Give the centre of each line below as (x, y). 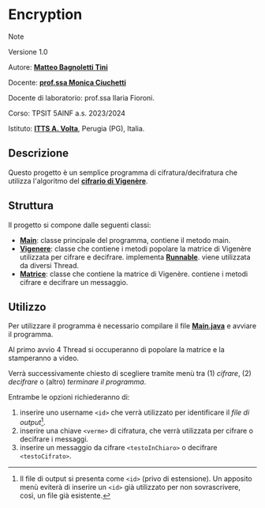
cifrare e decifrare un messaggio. (74, 282)
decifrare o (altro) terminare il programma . (77, 382)
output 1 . (32, 422)
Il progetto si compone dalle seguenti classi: (80, 225)
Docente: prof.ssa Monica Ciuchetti (67, 82)
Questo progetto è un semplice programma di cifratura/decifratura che (123, 172)
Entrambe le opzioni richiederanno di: (69, 397)
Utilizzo (27, 307)
